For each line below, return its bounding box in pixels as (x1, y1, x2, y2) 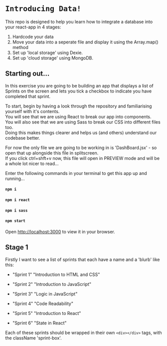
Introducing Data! (5, 4, 81, 13)
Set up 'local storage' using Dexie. (12, 49, 83, 55)
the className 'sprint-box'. (5, 334, 62, 341)
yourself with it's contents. (5, 108, 60, 114)
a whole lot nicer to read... (5, 160, 59, 166)
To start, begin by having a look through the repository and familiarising (5, 103, 152, 109)
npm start (5, 218, 26, 223)
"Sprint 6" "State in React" (12, 319, 67, 326)
